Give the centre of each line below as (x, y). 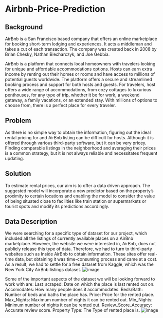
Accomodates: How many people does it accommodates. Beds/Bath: (74, 290)
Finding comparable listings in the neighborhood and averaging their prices (81, 148)
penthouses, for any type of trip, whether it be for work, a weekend (72, 95)
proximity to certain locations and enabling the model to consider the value (80, 196)
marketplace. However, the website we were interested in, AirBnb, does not (81, 244)
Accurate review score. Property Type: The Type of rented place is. (72, 310)
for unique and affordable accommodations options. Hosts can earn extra (79, 69)
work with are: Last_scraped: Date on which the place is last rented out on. (80, 284)
